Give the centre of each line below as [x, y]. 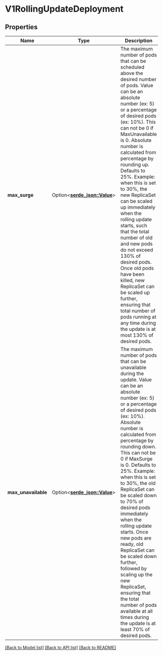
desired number [139, 79]
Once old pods [137, 268]
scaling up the [137, 575]
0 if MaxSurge [137, 459]
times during [135, 617]
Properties [21, 27]
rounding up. [135, 164]
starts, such [134, 225]
